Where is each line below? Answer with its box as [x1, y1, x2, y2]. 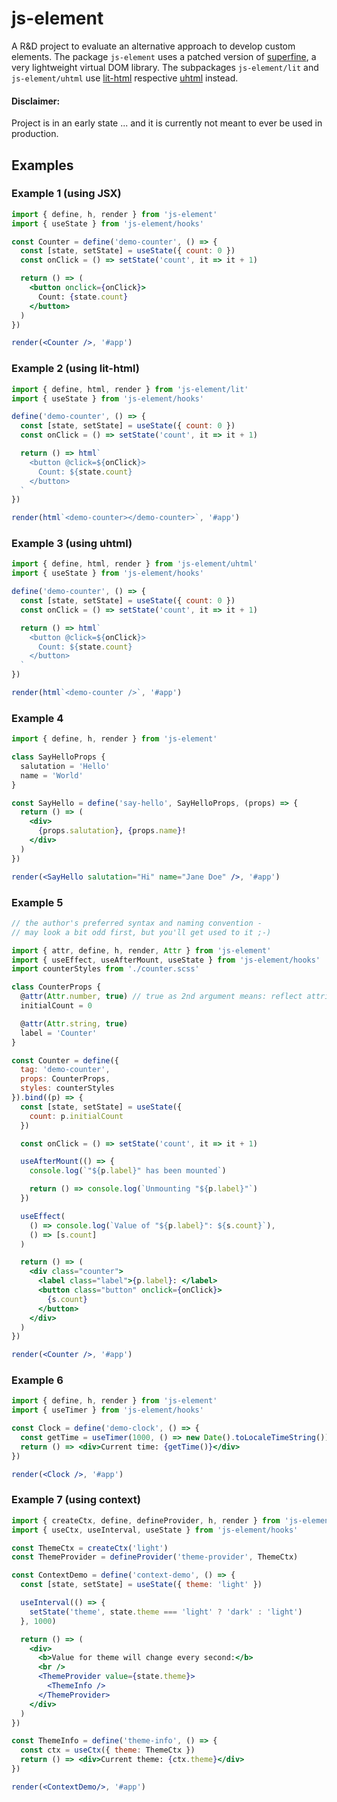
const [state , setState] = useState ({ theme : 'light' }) [20, 1580, 263, 1590]
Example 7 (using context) [11, 1493, 141, 1507]
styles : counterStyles [20, 1083, 115, 1094]
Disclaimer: [11, 95, 61, 107]
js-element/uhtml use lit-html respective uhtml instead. [11, 72, 239, 84]
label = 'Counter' [20, 1028, 98, 1038]
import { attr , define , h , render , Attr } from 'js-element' [11, 945, 272, 956]
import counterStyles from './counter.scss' [11, 964, 200, 974]
